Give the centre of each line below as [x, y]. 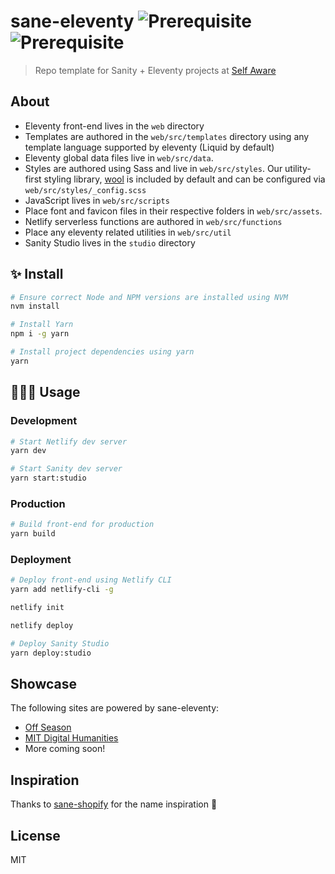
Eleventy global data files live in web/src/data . [119, 157]
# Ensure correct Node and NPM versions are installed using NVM [149, 297]
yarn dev [28, 451]
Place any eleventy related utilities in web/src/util [128, 232]
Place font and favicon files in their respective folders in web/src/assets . [173, 211]
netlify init [37, 608]
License [35, 835]
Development [44, 421]
